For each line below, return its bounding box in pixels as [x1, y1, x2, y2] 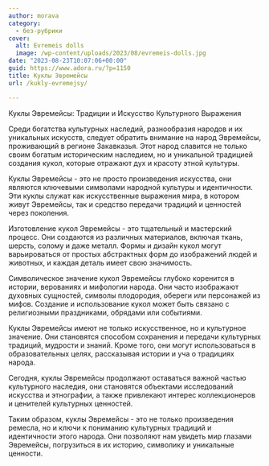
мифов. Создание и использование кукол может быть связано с [8, 299, 230, 308]
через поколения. [8, 208, 70, 217]
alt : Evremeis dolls [15, 42, 84, 50]
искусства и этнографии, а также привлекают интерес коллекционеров [8, 390, 255, 399]
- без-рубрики [15, 27, 63, 35]
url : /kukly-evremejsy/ [8, 79, 88, 87]
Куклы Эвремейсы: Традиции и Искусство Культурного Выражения [8, 108, 242, 118]
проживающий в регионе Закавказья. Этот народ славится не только [8, 141, 247, 151]
